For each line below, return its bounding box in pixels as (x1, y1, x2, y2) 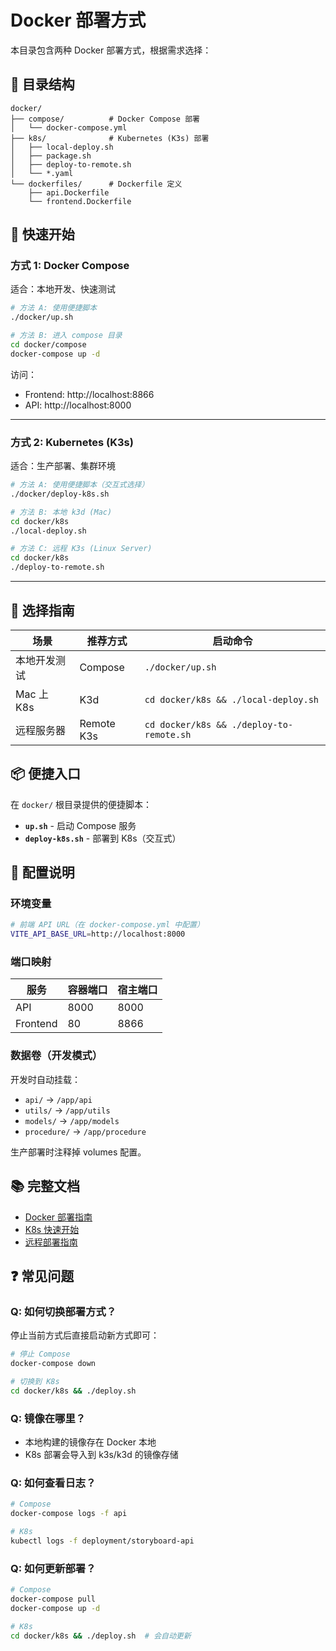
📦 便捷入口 (10, 766, 82, 783)
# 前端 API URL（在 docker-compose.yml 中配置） (10, 920, 205, 930)
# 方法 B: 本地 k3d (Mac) (10, 507, 113, 517)
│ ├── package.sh (10, 151, 92, 161)
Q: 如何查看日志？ (10, 1476, 97, 1490)
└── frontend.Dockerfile (28, 196, 132, 206)
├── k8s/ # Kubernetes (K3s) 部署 (10, 133, 210, 143)
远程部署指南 (24, 1236, 78, 1248)
